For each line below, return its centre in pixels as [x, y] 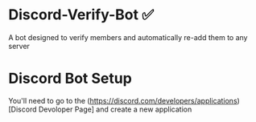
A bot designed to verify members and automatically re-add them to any [128, 37]
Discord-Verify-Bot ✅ [81, 15]
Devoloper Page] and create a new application [115, 109]
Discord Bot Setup [70, 79]
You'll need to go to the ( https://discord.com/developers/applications [123, 100]
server [19, 46]
